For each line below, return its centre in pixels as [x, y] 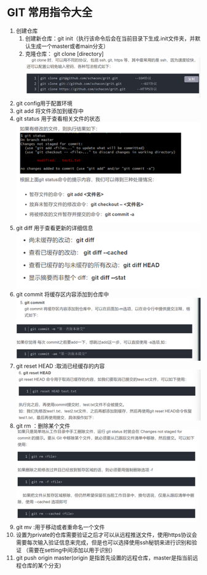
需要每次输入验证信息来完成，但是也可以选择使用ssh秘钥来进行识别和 [104, 542]
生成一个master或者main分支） [70, 46]
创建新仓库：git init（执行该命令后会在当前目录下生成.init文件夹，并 [110, 38]
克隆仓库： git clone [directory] [64, 53]
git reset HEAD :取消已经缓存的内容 [60, 366]
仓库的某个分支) [41, 565]
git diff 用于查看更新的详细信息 [55, 228]
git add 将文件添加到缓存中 [50, 110]
